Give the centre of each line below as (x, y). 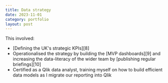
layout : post (19, 24)
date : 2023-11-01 (24, 15)
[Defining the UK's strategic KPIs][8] (51, 48)
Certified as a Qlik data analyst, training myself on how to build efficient (88, 70)
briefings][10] (27, 64)
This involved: (20, 38)
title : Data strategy (28, 10)
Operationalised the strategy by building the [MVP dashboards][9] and (87, 54)
